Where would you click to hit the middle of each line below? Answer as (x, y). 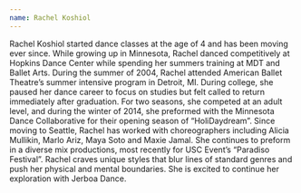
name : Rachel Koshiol (50, 18)
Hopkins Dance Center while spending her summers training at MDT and (145, 63)
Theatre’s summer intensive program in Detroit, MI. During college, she (141, 82)
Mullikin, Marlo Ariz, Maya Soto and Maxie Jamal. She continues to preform (150, 140)
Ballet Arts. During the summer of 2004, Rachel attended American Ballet (146, 72)
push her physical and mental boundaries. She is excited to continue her (144, 169)
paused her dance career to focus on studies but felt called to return (137, 92)
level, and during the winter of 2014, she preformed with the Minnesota (142, 111)
